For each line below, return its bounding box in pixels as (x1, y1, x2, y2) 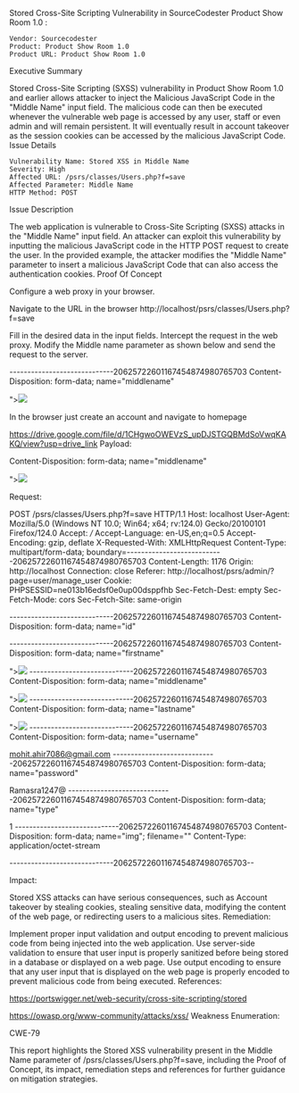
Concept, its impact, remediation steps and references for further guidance (9, 1064, 286, 1074)
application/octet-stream (9, 840, 101, 851)
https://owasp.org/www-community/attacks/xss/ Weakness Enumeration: (9, 1011, 280, 1021)
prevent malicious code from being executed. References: (9, 976, 222, 986)
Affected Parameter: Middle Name (9, 180, 134, 189)
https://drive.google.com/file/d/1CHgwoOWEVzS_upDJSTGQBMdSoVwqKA (9, 429, 287, 439)
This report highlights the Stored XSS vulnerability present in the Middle (9, 1045, 273, 1055)
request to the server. (9, 349, 89, 360)
